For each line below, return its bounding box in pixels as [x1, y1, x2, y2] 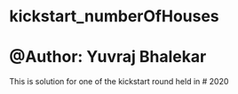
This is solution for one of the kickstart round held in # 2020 [9, 76, 229, 87]
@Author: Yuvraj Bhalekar [9, 47, 207, 67]
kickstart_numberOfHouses [9, 6, 219, 27]
